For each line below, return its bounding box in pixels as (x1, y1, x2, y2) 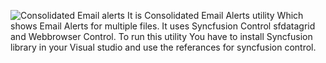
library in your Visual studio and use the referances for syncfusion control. (10, 41, 317, 53)
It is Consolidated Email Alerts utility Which (126, 10, 304, 21)
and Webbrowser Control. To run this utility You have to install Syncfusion (10, 31, 313, 42)
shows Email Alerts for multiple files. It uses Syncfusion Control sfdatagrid (10, 20, 316, 32)
